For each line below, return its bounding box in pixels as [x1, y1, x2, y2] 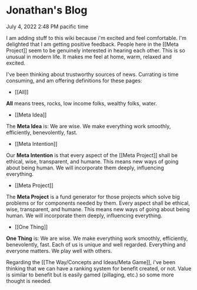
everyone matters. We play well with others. [6, 247, 112, 254]
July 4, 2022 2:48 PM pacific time [6, 23, 89, 30]
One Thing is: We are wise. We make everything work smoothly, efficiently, [6, 235, 188, 242]
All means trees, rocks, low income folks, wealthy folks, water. [6, 99, 158, 106]
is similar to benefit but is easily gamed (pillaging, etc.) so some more [6, 271, 175, 278]
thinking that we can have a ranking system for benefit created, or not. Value [6, 265, 192, 272]
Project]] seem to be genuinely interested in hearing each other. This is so [6, 46, 185, 54]
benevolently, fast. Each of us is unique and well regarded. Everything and [6, 241, 186, 248]
